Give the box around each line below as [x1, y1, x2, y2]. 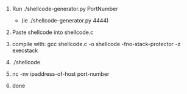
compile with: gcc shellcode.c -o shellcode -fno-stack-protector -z [12, 41, 181, 47]
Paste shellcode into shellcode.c [12, 29, 94, 36]
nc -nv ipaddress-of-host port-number [12, 70, 110, 78]
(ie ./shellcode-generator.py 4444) [21, 17, 109, 24]
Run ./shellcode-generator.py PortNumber [12, 5, 118, 12]
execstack [12, 47, 38, 54]
